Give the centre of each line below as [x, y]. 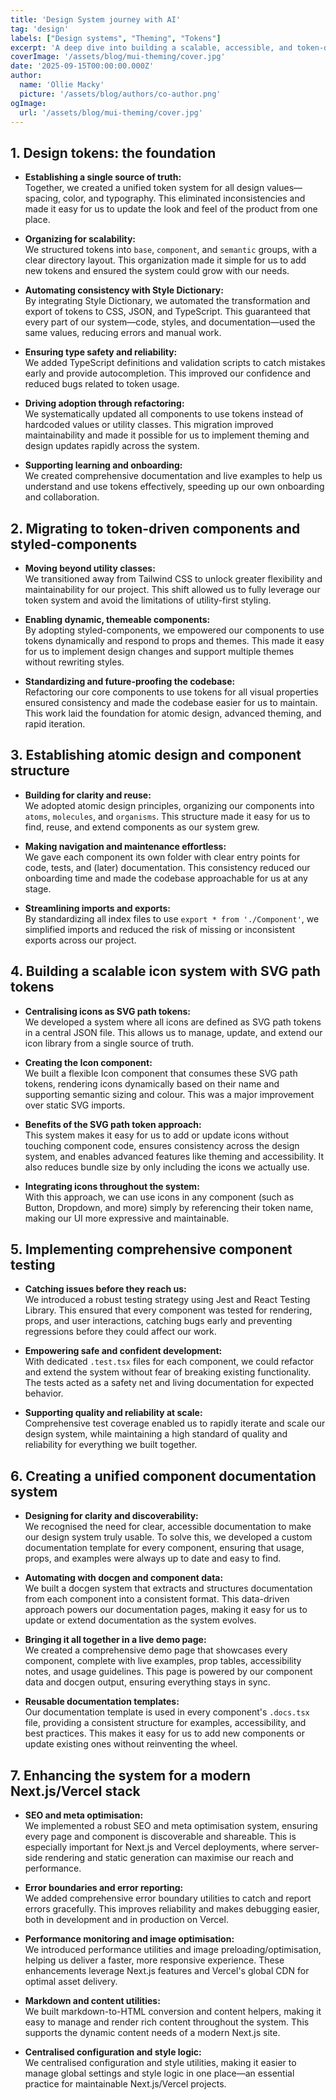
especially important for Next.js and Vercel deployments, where [155, 1847]
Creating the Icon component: [88, 1062]
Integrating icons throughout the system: [112, 1186]
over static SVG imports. [75, 1105]
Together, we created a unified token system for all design [144, 188]
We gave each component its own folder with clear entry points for [162, 857]
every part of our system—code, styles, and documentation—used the [170, 322]
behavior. [44, 1393]
